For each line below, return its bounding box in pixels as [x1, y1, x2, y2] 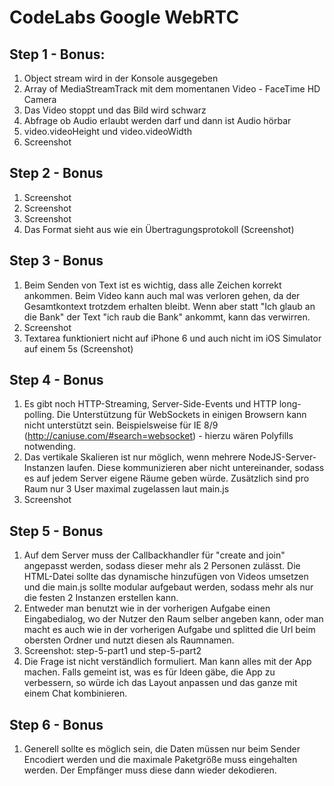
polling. [23, 409, 55, 421]
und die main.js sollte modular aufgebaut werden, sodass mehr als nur [23, 581, 314, 593]
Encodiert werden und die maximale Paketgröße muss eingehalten [23, 754, 298, 766]
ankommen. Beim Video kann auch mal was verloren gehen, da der [23, 289, 301, 301]
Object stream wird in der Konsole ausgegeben [23, 72, 219, 84]
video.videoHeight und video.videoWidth [23, 126, 192, 137]
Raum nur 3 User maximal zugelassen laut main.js [23, 483, 230, 495]
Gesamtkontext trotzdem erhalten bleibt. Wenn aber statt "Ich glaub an [23, 300, 316, 312]
